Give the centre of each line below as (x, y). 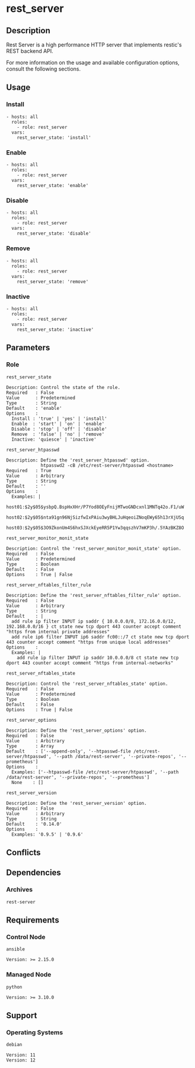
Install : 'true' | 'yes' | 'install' (60, 418)
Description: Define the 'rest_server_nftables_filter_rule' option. (94, 595)
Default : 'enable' (34, 408)
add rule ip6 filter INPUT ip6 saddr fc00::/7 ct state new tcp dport (100, 637)
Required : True (29, 470)
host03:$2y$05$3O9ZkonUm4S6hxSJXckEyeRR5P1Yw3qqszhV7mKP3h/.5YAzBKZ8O (95, 527)
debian (14, 1045)
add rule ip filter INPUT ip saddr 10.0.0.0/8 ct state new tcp (98, 658)
